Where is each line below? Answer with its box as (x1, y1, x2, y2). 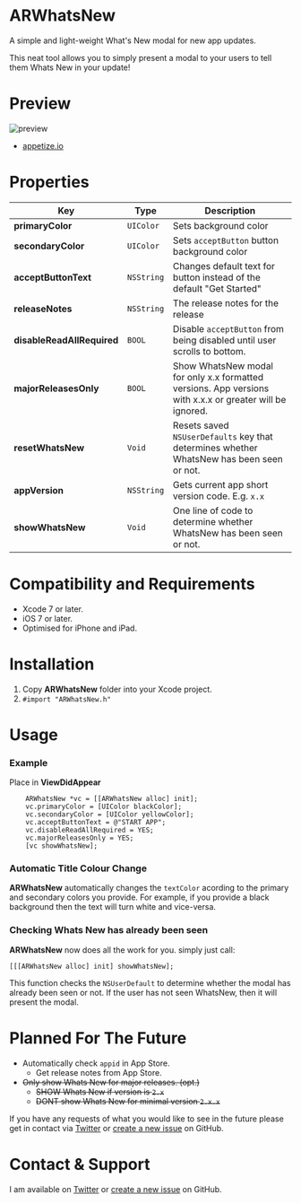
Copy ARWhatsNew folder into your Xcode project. (21, 684, 212, 694)
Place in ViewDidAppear (9, 777, 101, 788)
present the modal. (9, 997, 79, 1007)
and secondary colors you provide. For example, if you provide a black (9, 892, 270, 902)
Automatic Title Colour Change (9, 862, 148, 875)
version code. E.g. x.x (173, 490, 265, 502)
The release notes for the (173, 297, 279, 309)
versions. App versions (173, 382, 270, 395)
